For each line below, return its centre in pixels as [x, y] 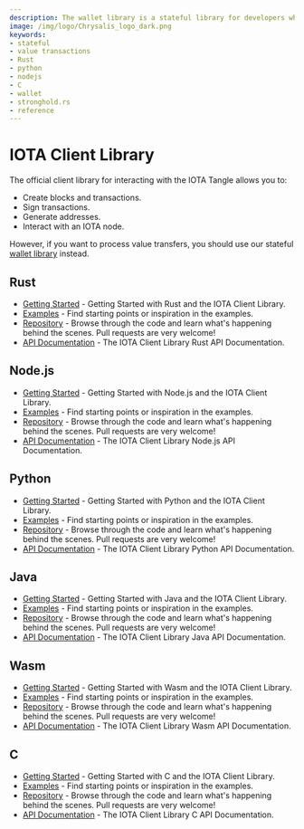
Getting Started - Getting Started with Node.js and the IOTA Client [145, 392]
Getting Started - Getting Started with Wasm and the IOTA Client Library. [157, 688]
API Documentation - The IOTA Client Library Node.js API [128, 441]
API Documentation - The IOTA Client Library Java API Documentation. [154, 637]
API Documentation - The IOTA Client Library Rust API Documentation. [153, 342]
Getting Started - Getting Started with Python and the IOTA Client [143, 500]
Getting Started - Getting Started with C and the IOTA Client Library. [148, 777]
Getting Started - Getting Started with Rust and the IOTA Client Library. [154, 304]
